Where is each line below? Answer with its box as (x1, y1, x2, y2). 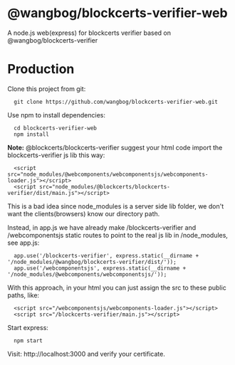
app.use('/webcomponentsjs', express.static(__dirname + (14, 265, 187, 272)
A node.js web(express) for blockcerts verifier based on (7, 28, 172, 37)
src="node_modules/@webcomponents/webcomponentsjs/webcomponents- (7, 171, 209, 178)
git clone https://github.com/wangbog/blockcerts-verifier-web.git (14, 98, 219, 105)
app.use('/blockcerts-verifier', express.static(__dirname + (14, 252, 199, 259)
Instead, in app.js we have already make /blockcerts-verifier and (7, 223, 197, 232)
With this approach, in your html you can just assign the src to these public (7, 283, 226, 292)
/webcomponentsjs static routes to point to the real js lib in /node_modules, (7, 231, 228, 239)
